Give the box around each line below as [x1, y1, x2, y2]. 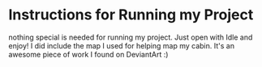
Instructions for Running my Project [8, 6, 254, 24]
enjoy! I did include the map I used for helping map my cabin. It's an [8, 40, 235, 50]
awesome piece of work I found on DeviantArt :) [8, 49, 169, 59]
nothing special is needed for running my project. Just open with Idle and [8, 32, 253, 42]
